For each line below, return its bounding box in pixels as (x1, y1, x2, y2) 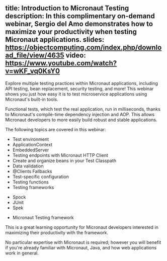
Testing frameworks (12, 184, 54, 190)
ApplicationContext (12, 141, 53, 147)
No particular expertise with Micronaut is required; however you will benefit (5, 239, 161, 245)
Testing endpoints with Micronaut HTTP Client (12, 152, 108, 158)
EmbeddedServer (12, 147, 49, 153)
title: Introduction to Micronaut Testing (5, 4, 129, 13)
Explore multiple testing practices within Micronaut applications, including (5, 80, 158, 86)
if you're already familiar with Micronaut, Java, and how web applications (5, 244, 157, 250)
